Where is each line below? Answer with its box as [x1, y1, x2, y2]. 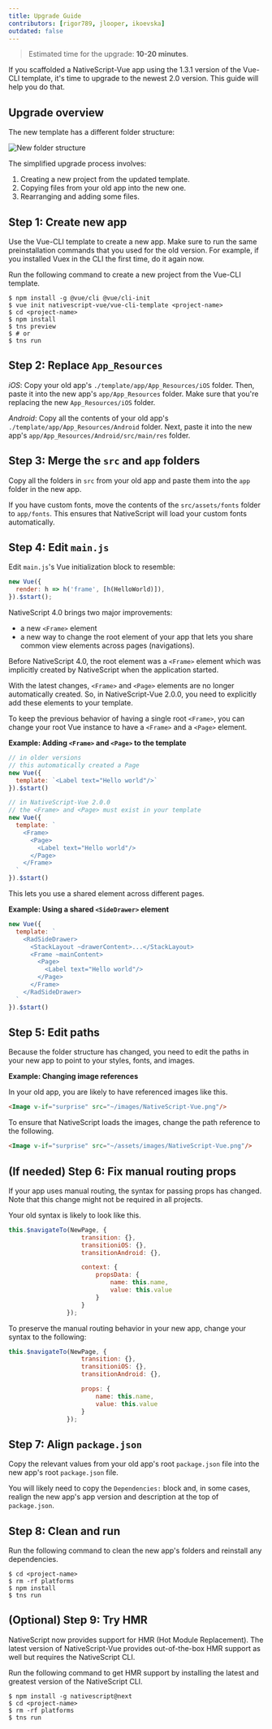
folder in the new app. [8, 484, 82, 494]
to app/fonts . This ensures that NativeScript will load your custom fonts [8, 508, 248, 518]
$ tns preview [8, 322, 57, 330]
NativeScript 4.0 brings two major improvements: [8, 608, 173, 618]
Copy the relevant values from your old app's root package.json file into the [8, 1459, 260, 1469]
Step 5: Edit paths [8, 1025, 100, 1039]
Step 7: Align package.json [8, 1438, 142, 1451]
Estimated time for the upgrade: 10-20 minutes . [28, 50, 189, 59]
